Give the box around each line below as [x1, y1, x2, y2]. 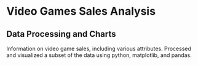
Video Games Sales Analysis [6, 4, 156, 18]
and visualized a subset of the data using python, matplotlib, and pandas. [6, 52, 192, 59]
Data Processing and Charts [6, 29, 116, 39]
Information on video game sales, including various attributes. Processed [6, 45, 192, 52]
